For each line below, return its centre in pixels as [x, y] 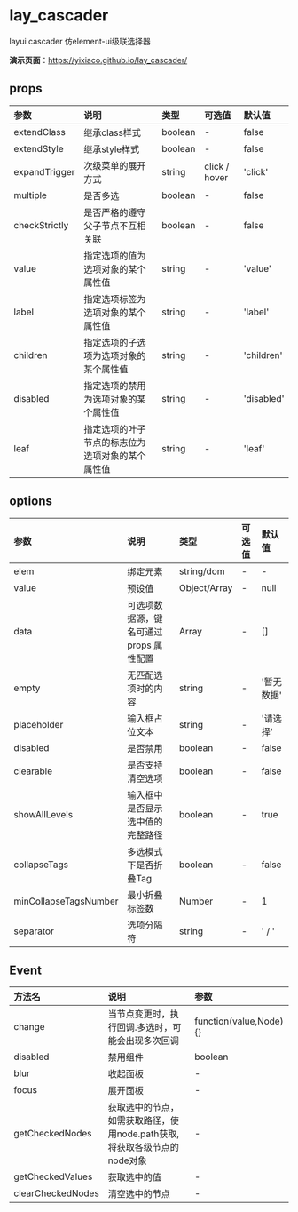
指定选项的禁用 [115, 386]
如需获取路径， [139, 1120]
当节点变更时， [139, 1014]
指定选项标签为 [115, 299]
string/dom [202, 571]
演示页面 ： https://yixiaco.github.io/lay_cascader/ [98, 60]
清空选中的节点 [139, 1194]
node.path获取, [148, 1134]
